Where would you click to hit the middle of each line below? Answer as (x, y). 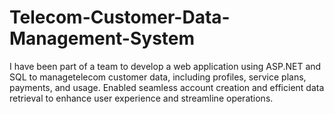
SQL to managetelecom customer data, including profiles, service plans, (158, 77)
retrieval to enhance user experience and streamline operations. (141, 98)
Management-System (102, 38)
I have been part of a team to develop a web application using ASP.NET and (165, 66)
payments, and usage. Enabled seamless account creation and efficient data (167, 87)
